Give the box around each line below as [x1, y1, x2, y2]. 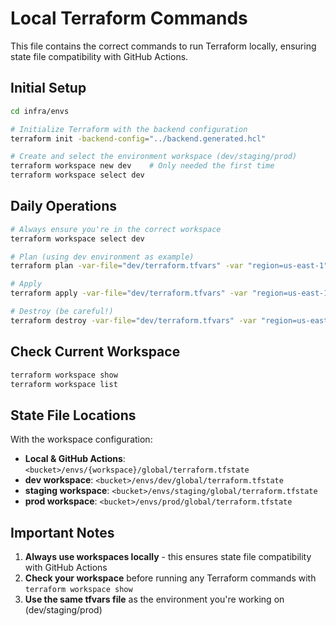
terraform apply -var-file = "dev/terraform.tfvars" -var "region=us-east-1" [10, 288, 333, 299]
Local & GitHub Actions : [24, 453, 126, 465]
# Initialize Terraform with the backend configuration [10, 124, 248, 134]
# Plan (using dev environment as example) [10, 252, 195, 262]
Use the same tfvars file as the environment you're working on [24, 593, 285, 605]
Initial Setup [10, 80, 87, 97]
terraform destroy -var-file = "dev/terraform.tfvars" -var [10, 315, 257, 326]
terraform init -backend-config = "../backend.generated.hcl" [10, 133, 267, 144]
